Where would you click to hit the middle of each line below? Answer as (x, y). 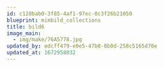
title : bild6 (26, 27)
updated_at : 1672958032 (41, 53)
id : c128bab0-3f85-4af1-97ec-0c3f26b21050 (69, 14)
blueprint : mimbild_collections (54, 20)
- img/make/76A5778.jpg (47, 40)
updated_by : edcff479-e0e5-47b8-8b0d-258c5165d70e (82, 46)
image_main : (24, 33)
